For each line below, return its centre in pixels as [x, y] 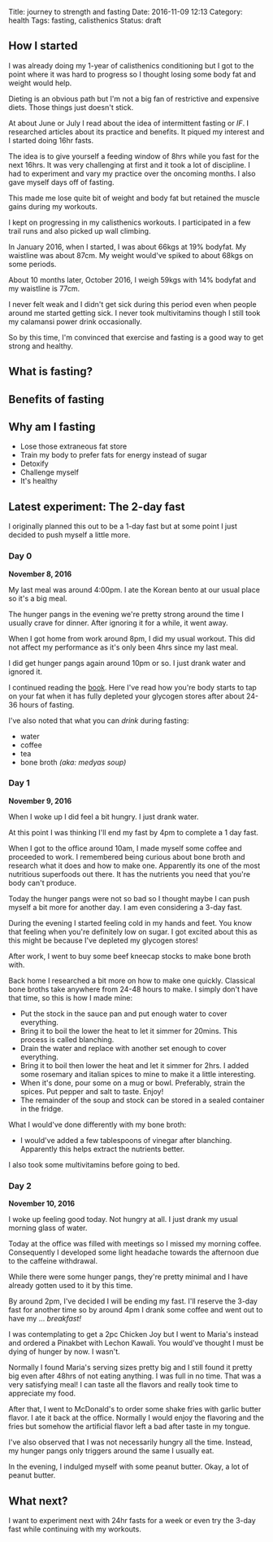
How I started [43, 46]
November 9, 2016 [40, 800]
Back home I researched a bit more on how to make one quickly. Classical [132, 980]
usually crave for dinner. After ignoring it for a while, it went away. [118, 623]
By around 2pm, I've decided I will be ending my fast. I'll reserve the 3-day [133, 1301]
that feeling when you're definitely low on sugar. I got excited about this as [133, 931]
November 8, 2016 [40, 574]
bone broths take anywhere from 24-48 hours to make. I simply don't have [133, 989]
